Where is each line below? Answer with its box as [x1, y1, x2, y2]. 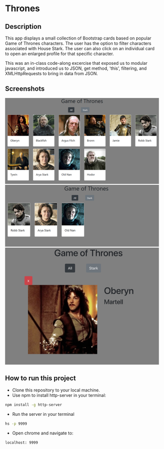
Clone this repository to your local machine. [12, 387, 100, 393]
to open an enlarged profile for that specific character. [5, 51, 114, 57]
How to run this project [5, 374, 76, 383]
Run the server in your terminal [12, 411, 75, 417]
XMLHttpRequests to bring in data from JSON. [5, 71, 99, 76]
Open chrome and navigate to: [12, 430, 74, 436]
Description [5, 22, 41, 31]
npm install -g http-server [5, 402, 62, 407]
